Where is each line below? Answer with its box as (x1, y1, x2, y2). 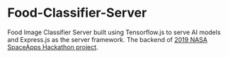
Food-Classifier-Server (7, 5, 147, 21)
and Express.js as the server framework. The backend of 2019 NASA (7, 35, 207, 43)
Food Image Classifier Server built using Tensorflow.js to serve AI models (7, 28, 221, 36)
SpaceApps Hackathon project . (7, 43, 98, 51)
